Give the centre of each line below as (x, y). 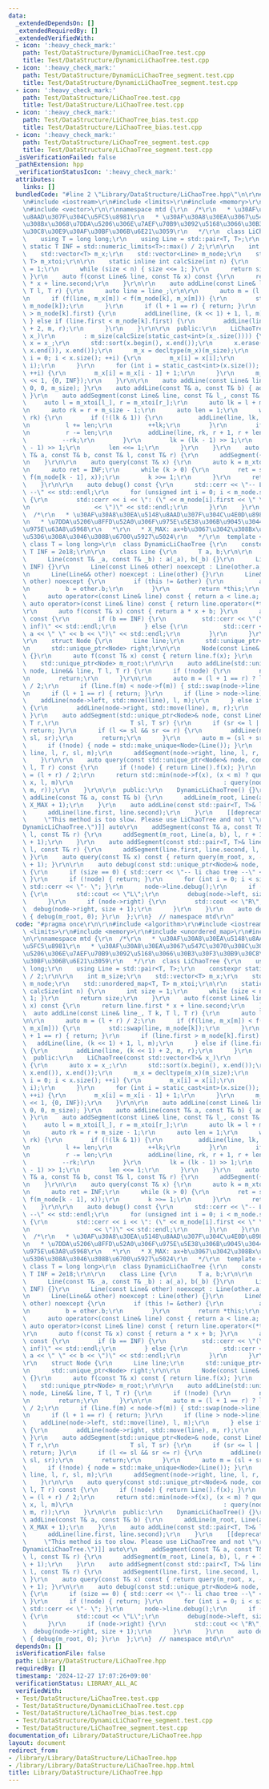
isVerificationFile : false (60, 1654)
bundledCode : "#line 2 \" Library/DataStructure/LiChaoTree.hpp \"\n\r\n (138, 194)
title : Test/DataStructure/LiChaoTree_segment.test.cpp (118, 150)
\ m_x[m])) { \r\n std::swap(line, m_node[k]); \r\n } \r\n (141, 1028)
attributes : (36, 180)
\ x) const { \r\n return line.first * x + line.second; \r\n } (143, 1006)
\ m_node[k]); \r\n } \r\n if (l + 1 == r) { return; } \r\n (139, 306)
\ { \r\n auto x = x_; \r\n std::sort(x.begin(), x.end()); (139, 1066)
